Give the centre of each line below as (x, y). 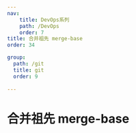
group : (16, 58)
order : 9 (26, 76)
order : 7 (32, 32)
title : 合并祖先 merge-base (45, 39)
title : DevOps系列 (44, 20)
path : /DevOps (39, 26)
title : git (29, 70)
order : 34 (21, 45)
